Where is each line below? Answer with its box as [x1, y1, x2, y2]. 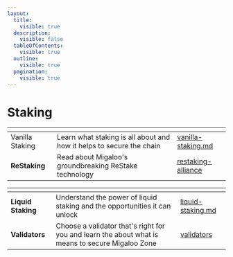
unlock [55, 210, 78, 220]
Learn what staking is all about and [56, 132, 171, 142]
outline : [13, 55, 39, 62]
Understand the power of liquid [55, 193, 157, 202]
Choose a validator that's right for [55, 221, 165, 231]
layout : [7, 10, 30, 17]
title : [13, 17, 33, 24]
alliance [176, 166, 202, 175]
